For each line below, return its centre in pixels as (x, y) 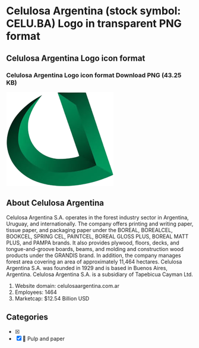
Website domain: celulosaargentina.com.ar (67, 286)
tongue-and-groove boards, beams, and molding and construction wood (95, 249)
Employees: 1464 (36, 292)
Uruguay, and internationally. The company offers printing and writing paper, (100, 224)
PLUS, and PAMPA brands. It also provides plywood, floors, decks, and (93, 243)
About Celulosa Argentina (55, 203)
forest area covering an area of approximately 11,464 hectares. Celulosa (94, 261)
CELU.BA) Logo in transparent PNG (94, 23)
